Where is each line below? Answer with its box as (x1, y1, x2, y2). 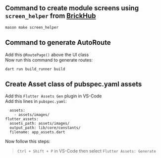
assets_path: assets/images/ (9, 121, 70, 126)
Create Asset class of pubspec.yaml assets (5, 80, 142, 88)
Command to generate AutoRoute (5, 38, 111, 47)
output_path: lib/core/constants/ (9, 125, 81, 131)
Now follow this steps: (5, 139, 51, 145)
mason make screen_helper (5, 25, 58, 30)
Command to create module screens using (5, 4, 139, 12)
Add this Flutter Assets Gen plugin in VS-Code (5, 93, 102, 99)
